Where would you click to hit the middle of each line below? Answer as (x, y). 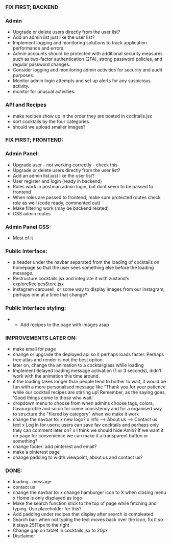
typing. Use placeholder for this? (47, 509)
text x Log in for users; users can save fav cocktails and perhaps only (86, 425)
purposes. (23, 76)
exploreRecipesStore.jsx (38, 284)
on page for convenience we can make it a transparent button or (80, 435)
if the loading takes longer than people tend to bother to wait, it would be (89, 381)
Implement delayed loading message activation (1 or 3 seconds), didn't (87, 371)
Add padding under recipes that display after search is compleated (83, 514)
